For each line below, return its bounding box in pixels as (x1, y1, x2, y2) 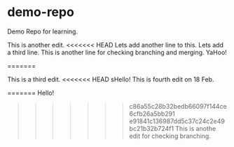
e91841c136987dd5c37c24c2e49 (129, 116, 226, 125)
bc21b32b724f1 (129, 124, 174, 132)
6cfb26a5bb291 (129, 109, 175, 118)
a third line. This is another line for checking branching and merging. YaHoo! (7, 48, 228, 56)
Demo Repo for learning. (7, 27, 78, 36)
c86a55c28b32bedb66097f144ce (129, 102, 227, 110)
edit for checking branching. (129, 132, 212, 140)
